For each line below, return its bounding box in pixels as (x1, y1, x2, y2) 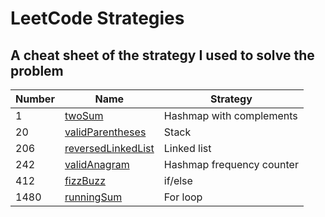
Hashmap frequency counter (163, 158, 299, 171)
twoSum (64, 109, 104, 122)
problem (10, 62, 64, 79)
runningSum (64, 190, 123, 204)
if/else (163, 174, 193, 187)
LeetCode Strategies (10, 7, 185, 30)
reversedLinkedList (64, 142, 155, 155)
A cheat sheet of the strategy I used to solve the (10, 47, 315, 64)
